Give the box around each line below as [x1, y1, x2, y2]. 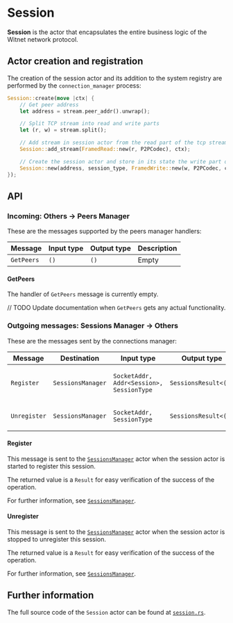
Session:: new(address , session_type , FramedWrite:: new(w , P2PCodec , [19, 165, 222, 172]
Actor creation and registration [7, 56, 144, 67]
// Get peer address [19, 101, 79, 108]
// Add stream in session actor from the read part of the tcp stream [19, 139, 228, 147]
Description [137, 243, 178, 253]
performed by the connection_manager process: [7, 81, 141, 90]
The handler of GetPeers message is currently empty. [7, 290, 159, 298]
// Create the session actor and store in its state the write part [19, 158, 222, 165]
